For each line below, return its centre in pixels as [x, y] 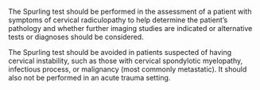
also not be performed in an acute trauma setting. [89, 78]
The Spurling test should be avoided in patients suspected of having [120, 52]
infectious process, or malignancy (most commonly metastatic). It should [128, 69]
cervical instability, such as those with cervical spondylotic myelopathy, [126, 61]
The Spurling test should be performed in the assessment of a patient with [130, 12]
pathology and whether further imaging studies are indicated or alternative [130, 28]
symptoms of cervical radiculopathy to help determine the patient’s [118, 20]
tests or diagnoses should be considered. [76, 37]
